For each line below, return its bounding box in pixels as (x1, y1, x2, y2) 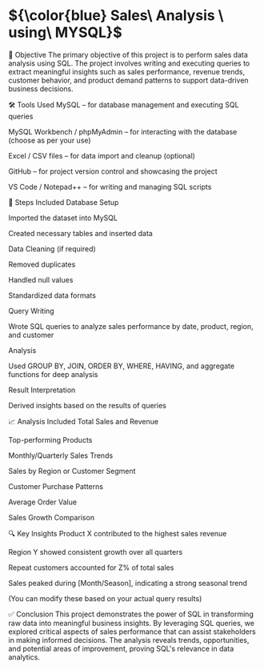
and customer (8, 330, 54, 339)
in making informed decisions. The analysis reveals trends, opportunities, (8, 635, 250, 644)
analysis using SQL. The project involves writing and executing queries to (8, 58, 250, 68)
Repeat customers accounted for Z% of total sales (8, 563, 174, 572)
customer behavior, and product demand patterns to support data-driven (8, 75, 250, 85)
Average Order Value (8, 497, 78, 507)
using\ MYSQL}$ (8, 23, 122, 42)
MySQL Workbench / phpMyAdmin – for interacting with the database (8, 126, 238, 136)
